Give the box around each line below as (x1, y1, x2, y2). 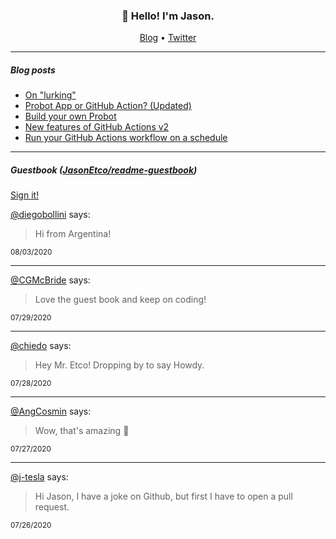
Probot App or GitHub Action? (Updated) (24, 100, 192, 112)
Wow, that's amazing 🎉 (34, 425, 130, 437)
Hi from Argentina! (34, 228, 112, 240)
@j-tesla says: (10, 471, 69, 483)
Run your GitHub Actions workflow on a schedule (24, 132, 228, 144)
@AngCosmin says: (10, 405, 92, 418)
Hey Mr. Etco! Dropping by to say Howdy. (34, 359, 205, 371)
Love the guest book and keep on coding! (34, 294, 207, 306)
